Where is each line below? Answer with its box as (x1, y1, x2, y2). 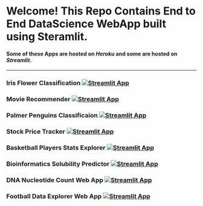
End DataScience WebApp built (6, 17, 166, 31)
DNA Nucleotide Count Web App (6, 176, 104, 184)
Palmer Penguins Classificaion (6, 111, 98, 120)
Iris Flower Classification (6, 79, 81, 87)
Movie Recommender (6, 95, 71, 104)
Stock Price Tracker (6, 128, 65, 136)
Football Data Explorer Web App (6, 192, 102, 200)
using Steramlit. (6, 30, 88, 43)
